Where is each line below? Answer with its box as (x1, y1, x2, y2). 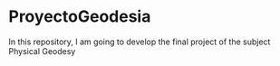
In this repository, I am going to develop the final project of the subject (8, 36, 271, 47)
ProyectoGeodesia (8, 6, 151, 27)
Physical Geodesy (8, 45, 76, 56)
